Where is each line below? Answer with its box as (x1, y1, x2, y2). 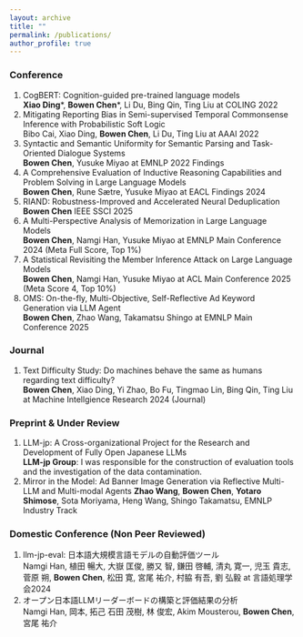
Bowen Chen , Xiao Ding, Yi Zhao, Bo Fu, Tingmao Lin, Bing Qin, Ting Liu (22, 384, 294, 395)
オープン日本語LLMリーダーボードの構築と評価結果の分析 (22, 595, 238, 606)
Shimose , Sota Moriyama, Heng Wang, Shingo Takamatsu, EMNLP (22, 495, 273, 506)
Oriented (22, 147, 56, 158)
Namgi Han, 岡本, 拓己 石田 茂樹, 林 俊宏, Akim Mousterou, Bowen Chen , (22, 606, 295, 617)
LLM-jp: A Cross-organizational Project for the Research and (22, 438, 250, 449)
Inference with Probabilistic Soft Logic (22, 118, 166, 129)
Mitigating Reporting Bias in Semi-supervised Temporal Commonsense (22, 108, 288, 119)
